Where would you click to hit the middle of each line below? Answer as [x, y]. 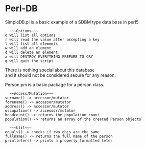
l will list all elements [31, 44]
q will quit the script [29, 61]
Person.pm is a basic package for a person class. [55, 85]
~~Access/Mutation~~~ [32, 93]
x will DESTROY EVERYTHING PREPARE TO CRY [49, 57]
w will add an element [28, 48]
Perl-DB [21, 9]
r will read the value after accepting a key [52, 40]
